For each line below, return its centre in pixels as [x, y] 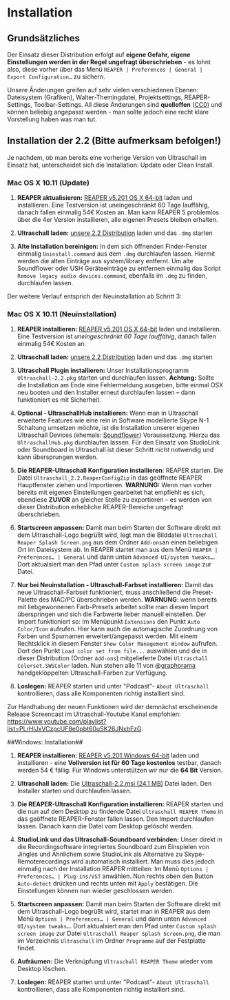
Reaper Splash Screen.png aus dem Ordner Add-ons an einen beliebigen [117, 542]
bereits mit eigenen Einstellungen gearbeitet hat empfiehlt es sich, [111, 492]
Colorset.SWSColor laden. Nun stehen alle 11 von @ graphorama [106, 666]
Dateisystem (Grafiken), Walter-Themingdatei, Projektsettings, [95, 97]
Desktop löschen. [42, 969]
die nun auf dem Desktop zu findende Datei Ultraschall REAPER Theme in [120, 812]
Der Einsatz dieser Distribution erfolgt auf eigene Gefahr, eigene [99, 54]
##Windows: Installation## [45, 742]
